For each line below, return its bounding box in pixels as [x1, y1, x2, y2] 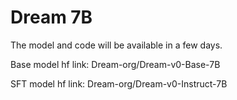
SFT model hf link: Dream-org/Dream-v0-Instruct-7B [10, 77, 228, 90]
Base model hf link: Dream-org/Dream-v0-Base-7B [10, 58, 221, 70]
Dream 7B [10, 6, 93, 29]
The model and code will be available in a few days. [10, 39, 223, 51]
